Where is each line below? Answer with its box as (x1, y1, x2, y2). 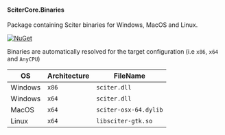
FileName (113, 71, 145, 81)
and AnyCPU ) (7, 55, 40, 63)
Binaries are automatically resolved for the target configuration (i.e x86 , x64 (7, 48, 218, 56)
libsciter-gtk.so (95, 117, 153, 125)
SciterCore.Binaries (7, 6, 65, 14)
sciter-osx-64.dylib (95, 106, 163, 114)
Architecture (47, 71, 90, 81)
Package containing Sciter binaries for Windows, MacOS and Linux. (7, 21, 198, 29)
